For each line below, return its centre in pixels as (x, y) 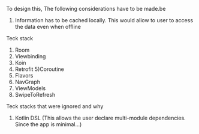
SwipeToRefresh (35, 95)
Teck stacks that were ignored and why (55, 106)
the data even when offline (48, 27)
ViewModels (30, 88)
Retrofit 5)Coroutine (40, 69)
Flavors (24, 75)
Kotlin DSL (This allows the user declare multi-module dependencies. (100, 118)
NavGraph (28, 82)
